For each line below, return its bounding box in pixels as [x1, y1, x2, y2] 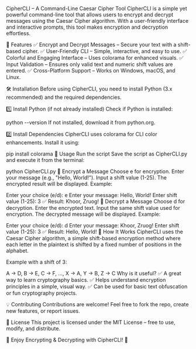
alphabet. [6, 247, 29, 254]
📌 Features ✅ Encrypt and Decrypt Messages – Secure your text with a [6, 41, 177, 48]
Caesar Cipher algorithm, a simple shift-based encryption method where [6, 235, 181, 241]
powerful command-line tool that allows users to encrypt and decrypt [6, 11, 174, 18]
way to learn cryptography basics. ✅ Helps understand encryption [6, 277, 166, 283]
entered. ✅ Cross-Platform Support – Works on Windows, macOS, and [6, 67, 176, 74]
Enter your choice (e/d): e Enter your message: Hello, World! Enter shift [6, 192, 177, 198]
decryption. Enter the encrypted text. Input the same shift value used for [6, 205, 180, 211]
